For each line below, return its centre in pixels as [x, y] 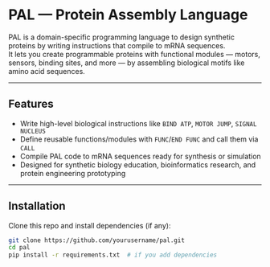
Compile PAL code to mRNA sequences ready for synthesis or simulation [140, 156]
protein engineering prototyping [73, 173]
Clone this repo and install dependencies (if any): [90, 225]
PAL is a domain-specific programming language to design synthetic [122, 37]
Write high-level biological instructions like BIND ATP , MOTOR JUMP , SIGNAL [138, 123]
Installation [37, 206]
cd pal [19, 248]
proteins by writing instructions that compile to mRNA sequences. [117, 45]
